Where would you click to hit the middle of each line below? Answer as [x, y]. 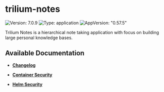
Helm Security [27, 84]
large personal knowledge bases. [39, 38]
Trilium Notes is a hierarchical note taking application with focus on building [82, 32]
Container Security [32, 75]
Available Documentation [45, 53]
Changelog [24, 65]
